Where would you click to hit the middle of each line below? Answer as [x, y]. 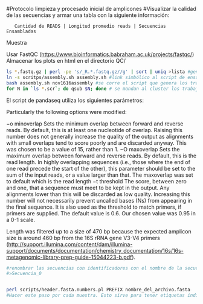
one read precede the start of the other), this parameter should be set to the [101, 168]
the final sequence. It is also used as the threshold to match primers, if [94, 207]
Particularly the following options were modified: [66, 112]
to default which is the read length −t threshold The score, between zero [97, 181]
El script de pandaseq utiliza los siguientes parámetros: [75, 100]
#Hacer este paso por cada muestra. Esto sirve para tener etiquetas [96, 296]
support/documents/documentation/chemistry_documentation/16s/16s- [95, 250]
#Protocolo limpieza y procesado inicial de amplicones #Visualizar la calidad [101, 9]
